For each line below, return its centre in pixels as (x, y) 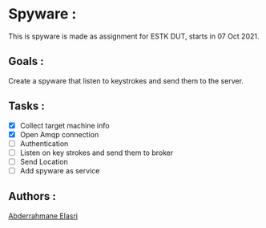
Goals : (26, 61)
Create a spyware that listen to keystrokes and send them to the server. (126, 80)
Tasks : (27, 106)
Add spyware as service (60, 170)
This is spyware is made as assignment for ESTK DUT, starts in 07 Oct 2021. (134, 36)
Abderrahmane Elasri (43, 216)
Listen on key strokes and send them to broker (97, 153)
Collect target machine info (64, 125)
